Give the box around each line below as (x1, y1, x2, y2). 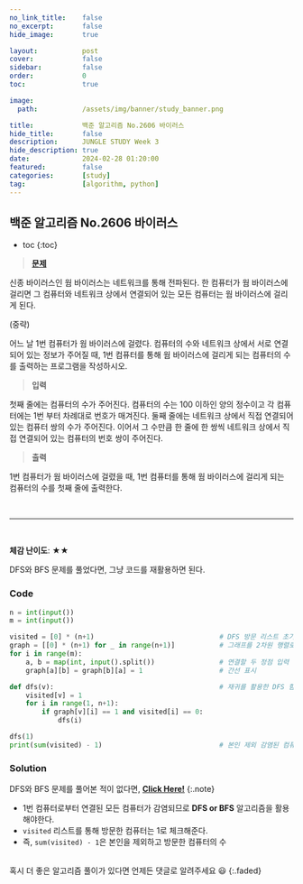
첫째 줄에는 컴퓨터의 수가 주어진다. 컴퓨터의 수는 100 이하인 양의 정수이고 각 (9, 399, 275, 410)
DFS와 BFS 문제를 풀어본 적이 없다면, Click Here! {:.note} (9, 784, 215, 795)
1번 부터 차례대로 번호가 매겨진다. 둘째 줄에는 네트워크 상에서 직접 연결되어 (32, 410, 294, 421)
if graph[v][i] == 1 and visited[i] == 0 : (41, 707, 204, 717)
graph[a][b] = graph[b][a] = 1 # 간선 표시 (25, 666, 257, 675)
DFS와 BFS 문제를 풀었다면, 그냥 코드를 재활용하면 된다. (9, 565, 206, 576)
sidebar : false (9, 63, 103, 72)
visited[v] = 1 (25, 691, 83, 700)
